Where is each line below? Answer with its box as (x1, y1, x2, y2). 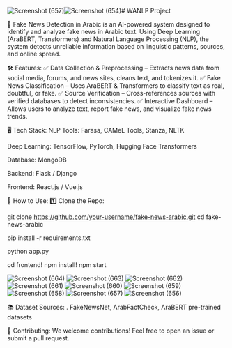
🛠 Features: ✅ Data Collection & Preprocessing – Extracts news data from (7, 63, 220, 72)
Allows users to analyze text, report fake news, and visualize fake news (7, 105, 212, 113)
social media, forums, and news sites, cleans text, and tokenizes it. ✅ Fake (7, 74, 221, 82)
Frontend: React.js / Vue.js (7, 183, 84, 191)
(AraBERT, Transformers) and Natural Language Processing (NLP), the (7, 35, 209, 43)
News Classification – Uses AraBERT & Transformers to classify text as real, (7, 82, 225, 90)
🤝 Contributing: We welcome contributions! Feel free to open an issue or (7, 326, 215, 335)
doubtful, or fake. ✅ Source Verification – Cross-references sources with (7, 89, 216, 97)
